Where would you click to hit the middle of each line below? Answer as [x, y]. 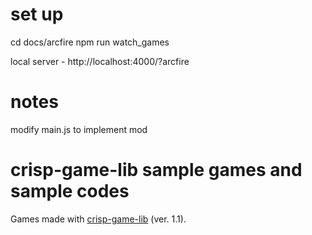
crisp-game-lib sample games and [156, 170]
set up [37, 14]
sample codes [70, 191]
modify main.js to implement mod [79, 129]
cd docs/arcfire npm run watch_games [90, 42]
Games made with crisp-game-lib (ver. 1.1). [98, 219]
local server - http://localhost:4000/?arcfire [100, 61]
